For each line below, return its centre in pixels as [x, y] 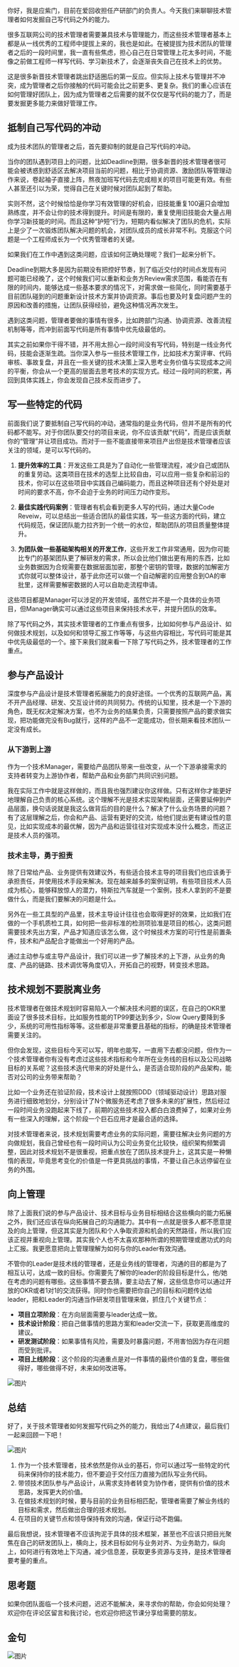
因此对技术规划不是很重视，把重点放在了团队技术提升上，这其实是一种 [122, 1151]
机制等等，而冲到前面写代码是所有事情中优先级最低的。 [88, 329]
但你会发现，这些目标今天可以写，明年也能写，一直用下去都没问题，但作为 [116, 1050]
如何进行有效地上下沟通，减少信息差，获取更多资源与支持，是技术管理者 [126, 1552]
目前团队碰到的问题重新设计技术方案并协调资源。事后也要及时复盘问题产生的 [119, 296]
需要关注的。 [26, 1035]
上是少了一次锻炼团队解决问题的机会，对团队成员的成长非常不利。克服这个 [116, 230]
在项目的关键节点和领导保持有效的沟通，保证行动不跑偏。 [102, 1519]
